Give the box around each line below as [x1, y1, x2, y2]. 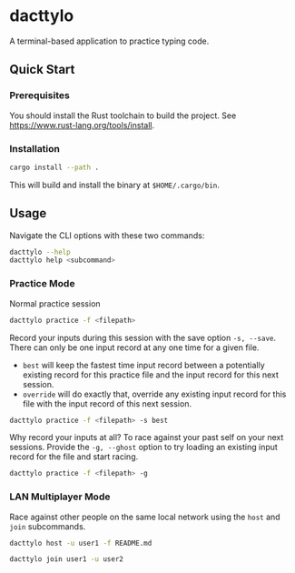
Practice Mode [9, 277, 75, 290]
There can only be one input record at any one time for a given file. [9, 342, 260, 353]
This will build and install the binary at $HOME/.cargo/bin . [9, 179, 220, 190]
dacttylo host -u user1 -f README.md [9, 538, 152, 548]
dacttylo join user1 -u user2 [9, 555, 124, 564]
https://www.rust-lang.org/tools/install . [9, 119, 155, 130]
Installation [9, 142, 61, 155]
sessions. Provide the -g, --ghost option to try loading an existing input [9, 442, 279, 453]
